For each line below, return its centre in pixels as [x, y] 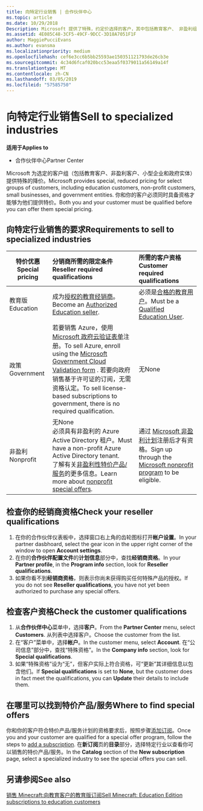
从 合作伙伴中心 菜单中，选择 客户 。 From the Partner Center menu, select [105, 627]
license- [114, 388]
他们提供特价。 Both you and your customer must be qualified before [107, 202]
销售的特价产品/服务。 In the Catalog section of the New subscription [98, 752]
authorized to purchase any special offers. [68, 591]
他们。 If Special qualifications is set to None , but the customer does [106, 671]
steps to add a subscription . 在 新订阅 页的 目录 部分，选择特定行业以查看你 [97, 744]
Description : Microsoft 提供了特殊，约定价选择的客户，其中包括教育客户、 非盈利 [99, 29]
